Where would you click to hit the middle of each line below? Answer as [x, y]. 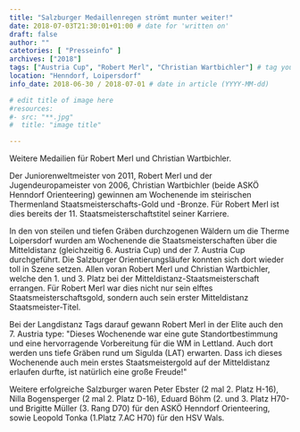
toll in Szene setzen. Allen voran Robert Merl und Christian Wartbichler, [140, 269]
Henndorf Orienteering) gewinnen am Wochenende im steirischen [130, 195]
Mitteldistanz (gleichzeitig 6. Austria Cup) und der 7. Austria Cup [127, 250]
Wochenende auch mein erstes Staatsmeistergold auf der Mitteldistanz [140, 362]
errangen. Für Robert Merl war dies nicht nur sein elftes [111, 288]
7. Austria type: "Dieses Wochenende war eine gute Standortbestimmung [144, 334]
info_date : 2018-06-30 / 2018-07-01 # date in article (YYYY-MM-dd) [139, 84]
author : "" [29, 42]
